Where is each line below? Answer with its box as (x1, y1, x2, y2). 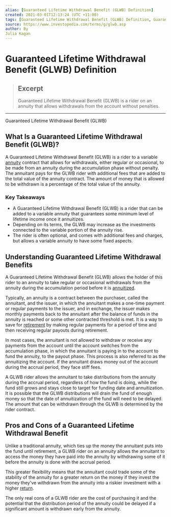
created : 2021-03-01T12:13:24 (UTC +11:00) (5, 12, 99, 17)
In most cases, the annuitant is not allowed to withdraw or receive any (5, 337, 152, 343)
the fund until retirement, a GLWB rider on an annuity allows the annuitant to (5, 448, 165, 454)
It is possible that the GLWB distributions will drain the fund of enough (5, 390, 152, 396)
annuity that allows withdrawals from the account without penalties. (17, 103, 160, 109)
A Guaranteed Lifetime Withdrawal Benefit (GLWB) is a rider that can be (12, 205, 163, 211)
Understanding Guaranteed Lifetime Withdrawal (5, 253, 161, 261)
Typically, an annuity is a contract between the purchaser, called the (5, 294, 149, 301)
